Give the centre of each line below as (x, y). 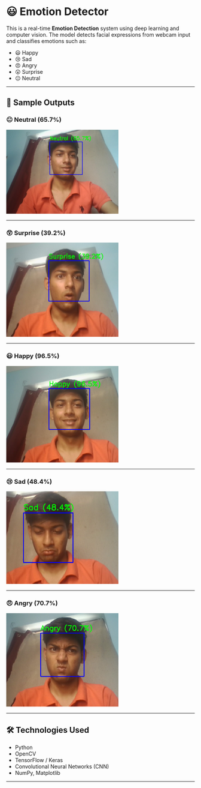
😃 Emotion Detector (57, 12)
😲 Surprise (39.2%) (36, 233)
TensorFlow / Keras (39, 760)
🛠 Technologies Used (48, 730)
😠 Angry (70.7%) (32, 603)
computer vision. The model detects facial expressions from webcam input (98, 34)
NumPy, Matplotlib (38, 773)
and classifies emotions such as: (46, 41)
